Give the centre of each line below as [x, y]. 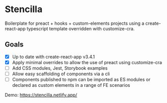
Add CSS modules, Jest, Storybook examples [60, 68]
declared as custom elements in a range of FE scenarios [71, 85]
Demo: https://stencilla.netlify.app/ [41, 95]
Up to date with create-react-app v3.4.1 [53, 57]
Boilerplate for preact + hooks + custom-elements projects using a [75, 23]
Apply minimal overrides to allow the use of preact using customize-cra [87, 62]
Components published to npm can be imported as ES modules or [81, 80]
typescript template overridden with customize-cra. [81, 28]
